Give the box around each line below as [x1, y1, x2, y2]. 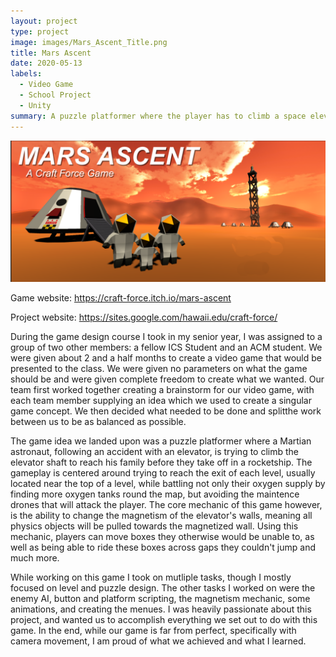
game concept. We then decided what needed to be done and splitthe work [10, 405, 322, 417]
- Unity [19, 100, 52, 110]
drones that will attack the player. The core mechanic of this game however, [10, 498, 323, 510]
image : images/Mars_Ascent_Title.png [10, 37, 168, 47]
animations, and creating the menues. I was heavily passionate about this [10, 603, 312, 615]
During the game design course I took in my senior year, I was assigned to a [10, 330, 323, 342]
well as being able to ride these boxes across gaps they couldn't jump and [10, 541, 317, 553]
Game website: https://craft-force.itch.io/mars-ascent [10, 291, 232, 304]
